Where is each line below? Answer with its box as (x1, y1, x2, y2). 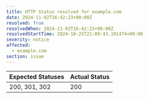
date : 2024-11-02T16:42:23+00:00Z (6, 14, 93, 20)
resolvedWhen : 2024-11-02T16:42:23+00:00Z (6, 25, 114, 32)
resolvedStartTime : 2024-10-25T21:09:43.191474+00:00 (6, 31, 144, 37)
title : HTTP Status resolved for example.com (6, 8, 121, 15)
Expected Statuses (9, 73, 65, 81)
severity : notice (6, 37, 50, 43)
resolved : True (6, 20, 44, 26)
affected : (6, 43, 31, 49)
